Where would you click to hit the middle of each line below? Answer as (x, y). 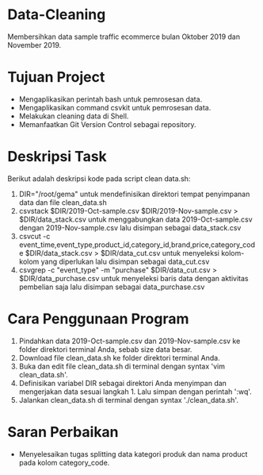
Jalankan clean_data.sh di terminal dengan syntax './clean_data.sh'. (129, 400)
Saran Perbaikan (63, 432)
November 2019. (34, 44)
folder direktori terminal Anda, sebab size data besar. (105, 349)
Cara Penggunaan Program (98, 319)
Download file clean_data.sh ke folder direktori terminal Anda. (119, 357)
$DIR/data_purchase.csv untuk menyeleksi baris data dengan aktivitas (133, 278)
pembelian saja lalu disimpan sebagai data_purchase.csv (112, 287)
